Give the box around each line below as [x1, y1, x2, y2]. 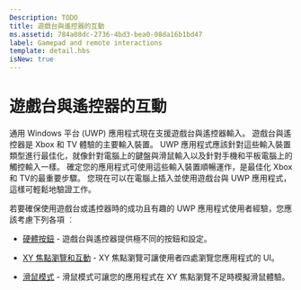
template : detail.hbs [9, 47, 91, 56]
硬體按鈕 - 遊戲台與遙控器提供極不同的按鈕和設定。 [22, 233, 213, 243]
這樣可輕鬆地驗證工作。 [9, 183, 96, 194]
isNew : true [9, 55, 54, 64]
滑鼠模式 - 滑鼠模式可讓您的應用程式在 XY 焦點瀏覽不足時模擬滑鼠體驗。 [22, 271, 290, 282]
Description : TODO [9, 13, 78, 22]
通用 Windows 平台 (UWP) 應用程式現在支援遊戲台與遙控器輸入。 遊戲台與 [9, 127, 285, 138]
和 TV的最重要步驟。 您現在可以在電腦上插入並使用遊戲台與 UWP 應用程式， [9, 172, 292, 183]
